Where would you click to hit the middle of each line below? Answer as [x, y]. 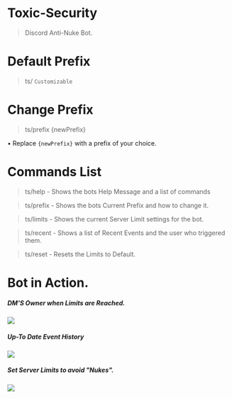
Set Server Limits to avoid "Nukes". [61, 370]
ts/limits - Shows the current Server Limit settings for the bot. [114, 219]
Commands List [54, 172]
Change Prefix [50, 110]
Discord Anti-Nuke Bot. [59, 33]
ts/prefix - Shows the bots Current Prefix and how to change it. [117, 205]
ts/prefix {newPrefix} [55, 129]
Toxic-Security [53, 13]
